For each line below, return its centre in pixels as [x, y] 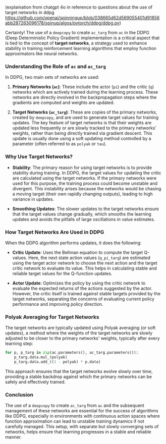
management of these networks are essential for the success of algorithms [82, 411]
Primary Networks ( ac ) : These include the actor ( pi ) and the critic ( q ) [83, 87]
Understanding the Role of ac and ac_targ [55, 66]
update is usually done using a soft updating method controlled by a [82, 139]
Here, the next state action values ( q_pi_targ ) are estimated [89, 258]
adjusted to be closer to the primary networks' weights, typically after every [83, 338]
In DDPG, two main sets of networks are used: [52, 77]
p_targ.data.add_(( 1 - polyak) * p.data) [57, 362]
